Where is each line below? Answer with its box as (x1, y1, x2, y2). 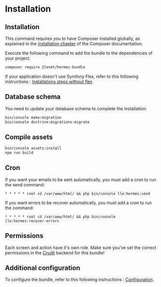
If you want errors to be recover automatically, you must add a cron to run (5, 200, 152, 205)
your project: (5, 55, 30, 61)
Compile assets (5, 133, 53, 141)
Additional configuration (5, 264, 81, 272)
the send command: (5, 182, 45, 187)
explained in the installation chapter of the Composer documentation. (5, 41, 143, 47)
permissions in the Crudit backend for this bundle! (5, 250, 105, 255)
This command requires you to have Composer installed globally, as (5, 35, 140, 41)
